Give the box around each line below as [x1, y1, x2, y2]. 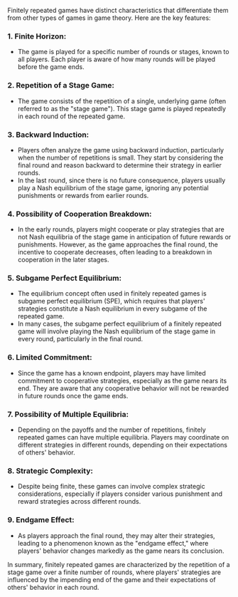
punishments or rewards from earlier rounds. [17, 191, 149, 199]
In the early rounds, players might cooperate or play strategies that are [17, 225, 225, 234]
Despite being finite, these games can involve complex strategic [17, 482, 205, 491]
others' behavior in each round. [7, 583, 99, 591]
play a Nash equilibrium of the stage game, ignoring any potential [17, 183, 210, 192]
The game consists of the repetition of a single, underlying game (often [17, 96, 227, 105]
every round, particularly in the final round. [17, 335, 144, 343]
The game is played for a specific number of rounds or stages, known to [17, 48, 229, 56]
